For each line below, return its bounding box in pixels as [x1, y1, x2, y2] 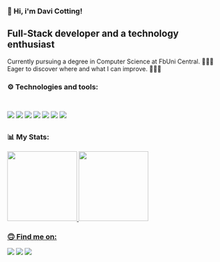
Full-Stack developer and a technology [7, 28, 179, 40]
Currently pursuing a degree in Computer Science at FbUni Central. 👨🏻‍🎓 [7, 57, 214, 65]
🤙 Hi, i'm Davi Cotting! [7, 6, 83, 16]
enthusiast [7, 38, 55, 51]
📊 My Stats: [7, 132, 50, 142]
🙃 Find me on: [7, 231, 57, 241]
